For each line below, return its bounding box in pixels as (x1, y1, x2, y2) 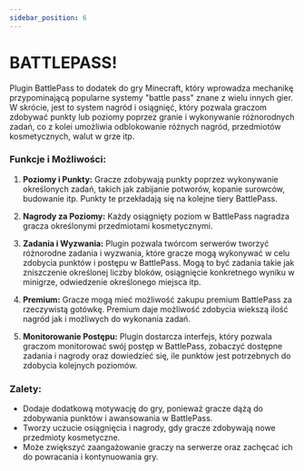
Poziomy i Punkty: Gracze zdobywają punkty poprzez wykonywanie (22, 173, 279, 184)
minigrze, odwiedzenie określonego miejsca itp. (22, 276, 201, 287)
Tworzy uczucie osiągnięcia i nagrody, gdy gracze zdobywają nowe (22, 423, 277, 434)
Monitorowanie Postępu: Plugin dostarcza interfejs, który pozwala (22, 330, 272, 341)
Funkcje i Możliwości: (9, 153, 107, 166)
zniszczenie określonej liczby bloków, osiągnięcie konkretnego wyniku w (22, 267, 295, 278)
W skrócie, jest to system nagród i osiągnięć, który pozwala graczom (9, 102, 268, 113)
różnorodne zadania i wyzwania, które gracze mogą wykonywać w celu (22, 247, 290, 259)
